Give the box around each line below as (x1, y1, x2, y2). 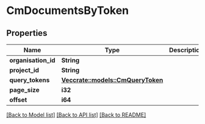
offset (9, 95, 27, 104)
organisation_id (9, 56, 56, 64)
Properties (6, 28, 48, 38)
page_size (9, 86, 40, 94)
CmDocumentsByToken (6, 4, 129, 18)
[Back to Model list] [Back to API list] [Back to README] (6, 111, 146, 119)
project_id (9, 66, 40, 74)
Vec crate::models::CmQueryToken (61, 76, 164, 84)
